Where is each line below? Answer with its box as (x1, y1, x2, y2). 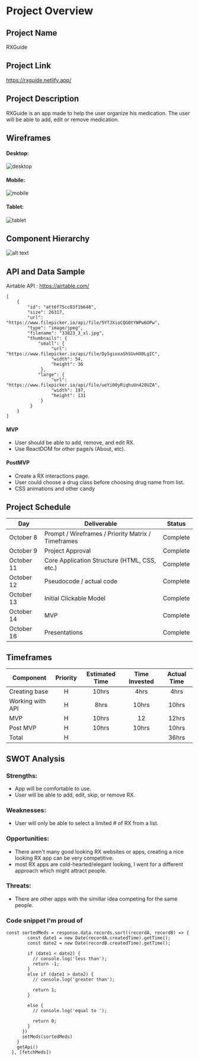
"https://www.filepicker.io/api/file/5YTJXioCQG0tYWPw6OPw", (6, 320, 161, 326)
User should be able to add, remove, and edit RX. (14, 439, 135, 446)
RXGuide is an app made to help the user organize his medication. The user (6, 109, 191, 116)
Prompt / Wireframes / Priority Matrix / (44, 530, 151, 538)
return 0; (32, 1018, 57, 1024)
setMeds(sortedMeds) (21, 1034, 73, 1040)
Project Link (6, 61, 52, 71)
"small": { (37, 340, 65, 347)
